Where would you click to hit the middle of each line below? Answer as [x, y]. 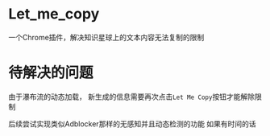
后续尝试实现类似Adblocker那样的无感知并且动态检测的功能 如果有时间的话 [132, 124]
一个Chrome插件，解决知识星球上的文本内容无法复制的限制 [106, 37]
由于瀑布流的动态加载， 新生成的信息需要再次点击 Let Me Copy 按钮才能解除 [132, 97]
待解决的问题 [51, 73]
